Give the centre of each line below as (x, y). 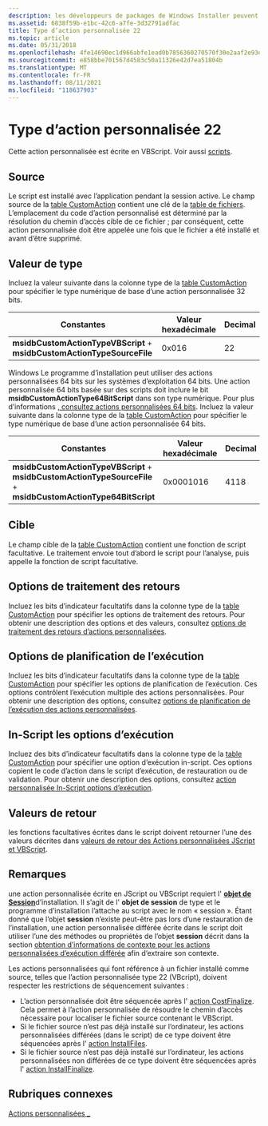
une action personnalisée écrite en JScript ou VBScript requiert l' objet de (130, 893)
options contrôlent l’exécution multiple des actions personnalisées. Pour (126, 693)
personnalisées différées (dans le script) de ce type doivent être (125, 1035)
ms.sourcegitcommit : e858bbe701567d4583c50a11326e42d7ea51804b (116, 61)
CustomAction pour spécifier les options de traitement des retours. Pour (127, 614)
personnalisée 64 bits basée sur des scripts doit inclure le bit (108, 389)
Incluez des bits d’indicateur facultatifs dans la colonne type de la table (125, 754)
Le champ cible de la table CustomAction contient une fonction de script (127, 544)
